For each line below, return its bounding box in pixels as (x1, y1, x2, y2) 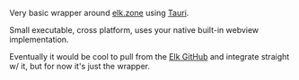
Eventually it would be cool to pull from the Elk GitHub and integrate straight (9, 52, 290, 61)
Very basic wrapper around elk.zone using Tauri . (9, 8, 189, 18)
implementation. (9, 35, 69, 44)
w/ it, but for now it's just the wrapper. (9, 61, 151, 71)
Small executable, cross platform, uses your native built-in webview (9, 25, 259, 35)
